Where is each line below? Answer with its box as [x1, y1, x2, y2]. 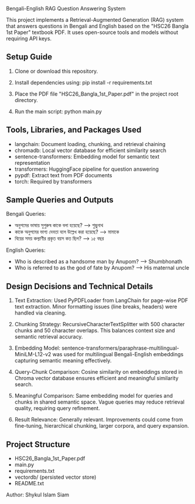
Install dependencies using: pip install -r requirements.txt [14, 79, 152, 86]
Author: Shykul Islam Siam [6, 491, 69, 498]
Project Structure [6, 439, 70, 449]
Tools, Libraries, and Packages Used [6, 125, 142, 135]
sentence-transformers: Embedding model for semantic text [14, 153, 160, 160]
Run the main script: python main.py [14, 108, 102, 115]
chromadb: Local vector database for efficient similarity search [14, 147, 167, 154]
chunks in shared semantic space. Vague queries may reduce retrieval [14, 398, 184, 405]
